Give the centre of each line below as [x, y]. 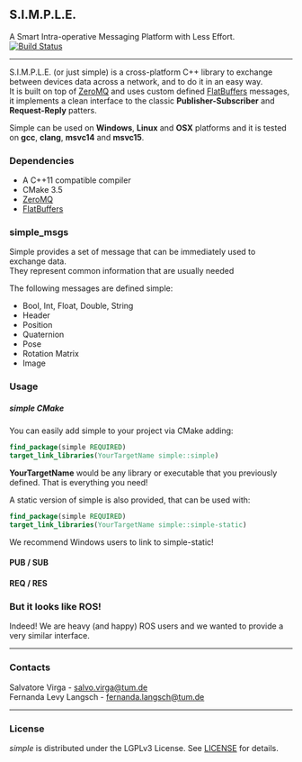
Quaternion [43, 335]
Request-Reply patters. [53, 110]
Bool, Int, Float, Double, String [78, 306]
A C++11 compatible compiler [77, 180]
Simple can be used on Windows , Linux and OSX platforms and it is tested [148, 127]
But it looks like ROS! [55, 606]
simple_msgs [39, 232]
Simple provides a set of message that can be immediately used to [133, 252]
